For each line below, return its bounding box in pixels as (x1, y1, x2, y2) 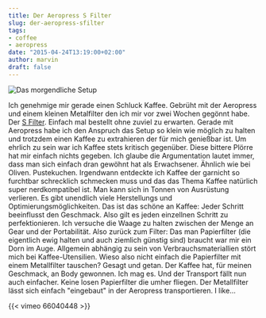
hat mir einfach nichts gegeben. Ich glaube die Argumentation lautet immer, (8, 151, 255, 160)
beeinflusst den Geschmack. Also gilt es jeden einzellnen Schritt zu (8, 209, 229, 219)
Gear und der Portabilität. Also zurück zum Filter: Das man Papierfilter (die (8, 227, 252, 236)
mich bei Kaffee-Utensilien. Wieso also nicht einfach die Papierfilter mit (8, 251, 241, 262)
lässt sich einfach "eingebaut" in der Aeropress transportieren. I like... (8, 285, 236, 295)
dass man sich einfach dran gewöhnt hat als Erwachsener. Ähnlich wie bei (8, 159, 251, 169)
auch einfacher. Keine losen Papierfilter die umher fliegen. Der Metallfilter (8, 277, 249, 286)
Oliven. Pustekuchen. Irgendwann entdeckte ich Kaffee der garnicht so (8, 167, 241, 177)
